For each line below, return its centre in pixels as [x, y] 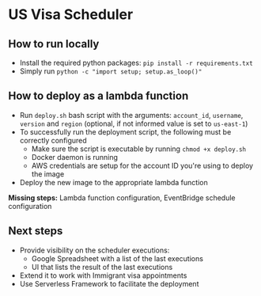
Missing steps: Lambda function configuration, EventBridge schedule [122, 197]
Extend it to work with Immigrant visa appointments [103, 275]
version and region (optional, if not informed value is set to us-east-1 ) [134, 123]
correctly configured [53, 140]
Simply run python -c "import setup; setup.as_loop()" [111, 71]
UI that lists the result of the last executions [102, 267]
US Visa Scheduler [71, 15]
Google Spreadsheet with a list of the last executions [117, 258]
